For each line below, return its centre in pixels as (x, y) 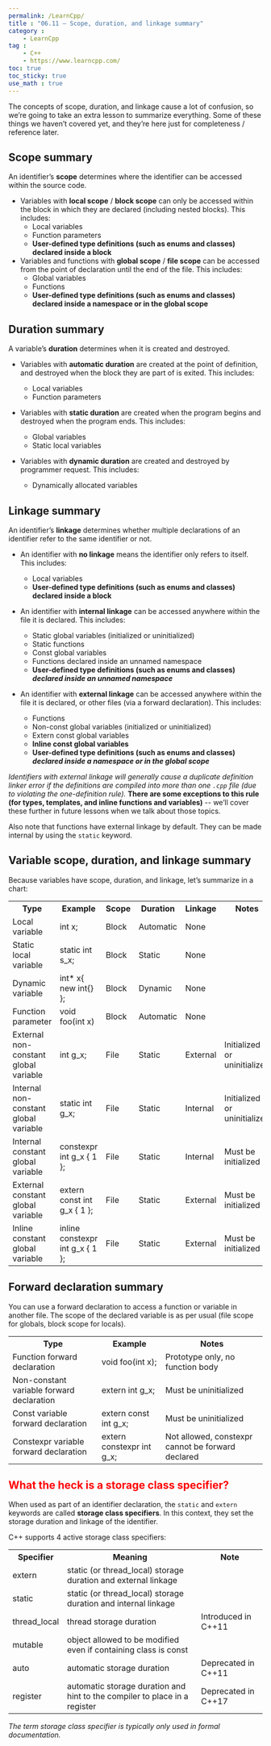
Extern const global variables (80, 735)
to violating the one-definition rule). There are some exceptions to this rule (134, 794)
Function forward (45, 1356)
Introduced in (226, 1617)
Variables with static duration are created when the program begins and (140, 413)
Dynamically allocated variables (85, 486)
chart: (18, 888)
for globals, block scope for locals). (67, 1323)
